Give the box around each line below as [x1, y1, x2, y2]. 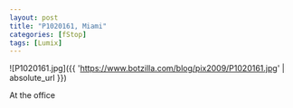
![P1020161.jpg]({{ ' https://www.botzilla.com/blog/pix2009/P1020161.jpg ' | [9, 63, 285, 74]
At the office [9, 90, 56, 101]
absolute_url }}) [9, 73, 68, 84]
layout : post [9, 13, 59, 22]
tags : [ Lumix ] [9, 38, 63, 48]
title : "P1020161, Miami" [9, 22, 107, 31]
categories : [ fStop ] [9, 30, 88, 39]
